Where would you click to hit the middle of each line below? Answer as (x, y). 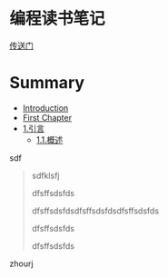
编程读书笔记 (58, 19)
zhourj (21, 263)
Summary (47, 83)
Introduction (45, 108)
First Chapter (47, 117)
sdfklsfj (45, 175)
